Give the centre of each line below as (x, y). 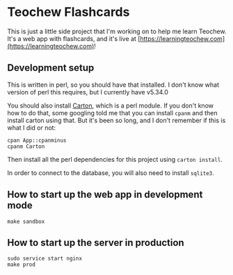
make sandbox (26, 222)
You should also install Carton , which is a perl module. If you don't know (111, 106)
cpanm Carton (26, 147)
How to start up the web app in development (105, 195)
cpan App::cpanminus (37, 140)
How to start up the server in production (96, 243)
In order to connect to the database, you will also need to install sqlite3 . (111, 173)
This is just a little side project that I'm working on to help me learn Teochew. (117, 31)
